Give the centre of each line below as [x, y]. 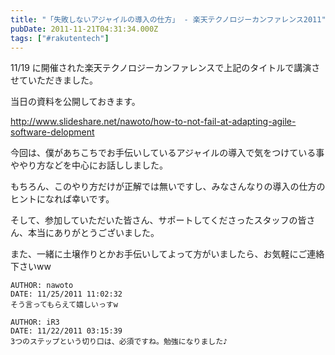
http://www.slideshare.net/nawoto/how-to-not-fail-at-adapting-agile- [153, 122]
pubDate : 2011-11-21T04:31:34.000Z [84, 29]
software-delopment [52, 132]
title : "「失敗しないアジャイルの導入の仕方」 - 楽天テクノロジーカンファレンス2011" [168, 19]
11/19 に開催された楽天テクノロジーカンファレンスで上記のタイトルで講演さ [165, 68]
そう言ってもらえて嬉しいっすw [64, 305]
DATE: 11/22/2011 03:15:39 [66, 331]
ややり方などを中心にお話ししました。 [89, 165]
